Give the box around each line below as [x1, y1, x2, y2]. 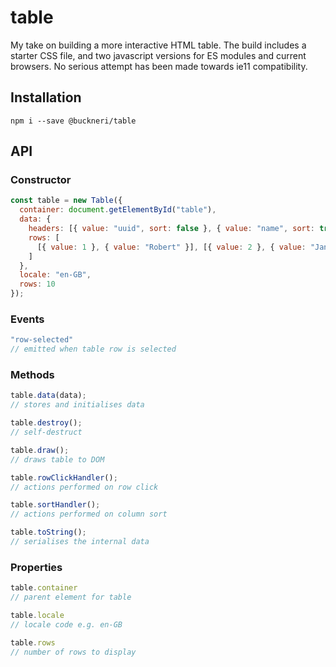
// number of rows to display [10, 647, 137, 657]
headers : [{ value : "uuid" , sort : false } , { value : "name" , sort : [28, 224, 316, 234]
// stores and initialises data [10, 400, 145, 410]
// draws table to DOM [10, 454, 105, 465]
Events [10, 312, 45, 326]
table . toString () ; [10, 527, 87, 538]
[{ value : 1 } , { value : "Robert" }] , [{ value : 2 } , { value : [36, 242, 307, 252]
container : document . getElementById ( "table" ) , [19, 205, 217, 215]
